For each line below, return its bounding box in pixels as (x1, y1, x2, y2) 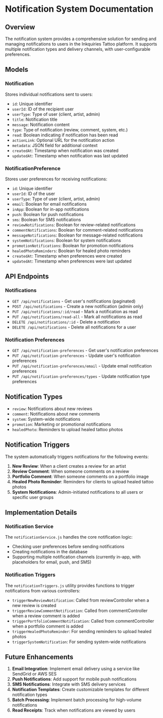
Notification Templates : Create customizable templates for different (12, 687, 149, 693)
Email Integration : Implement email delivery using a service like (12, 666, 140, 672)
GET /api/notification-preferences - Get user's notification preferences (12, 347, 159, 353)
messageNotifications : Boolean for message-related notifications (12, 232, 143, 238)
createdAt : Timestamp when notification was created (12, 148, 119, 153)
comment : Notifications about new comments (12, 411, 100, 416)
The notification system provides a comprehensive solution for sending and (5, 36, 157, 42)
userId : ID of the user (12, 191, 55, 196)
